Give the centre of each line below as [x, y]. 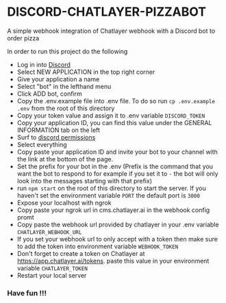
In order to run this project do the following [67, 51]
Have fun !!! [27, 293]
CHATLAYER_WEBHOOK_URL [49, 232]
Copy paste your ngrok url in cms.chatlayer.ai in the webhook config [113, 210]
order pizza [23, 38]
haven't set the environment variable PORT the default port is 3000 [109, 195]
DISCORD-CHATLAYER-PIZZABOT [107, 12]
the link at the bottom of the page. [65, 159]
